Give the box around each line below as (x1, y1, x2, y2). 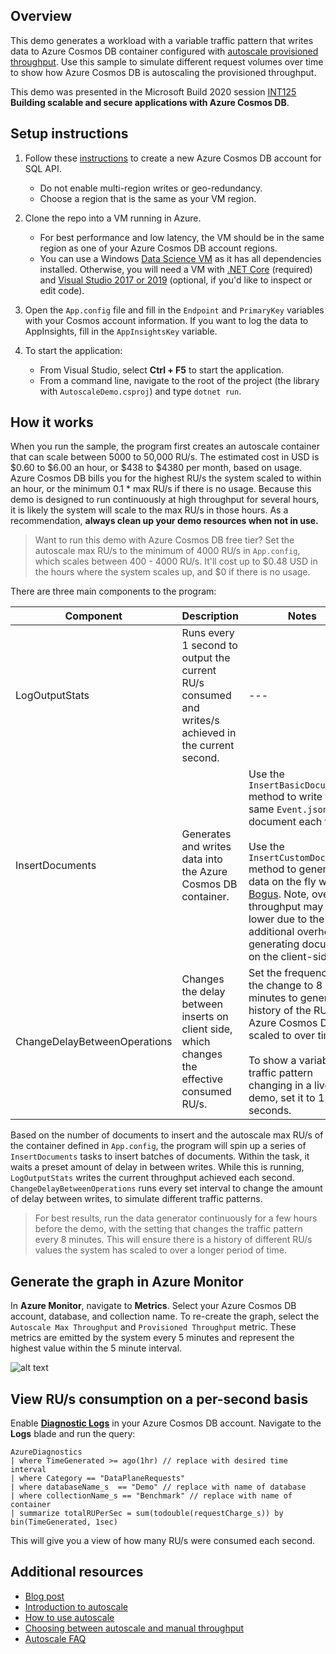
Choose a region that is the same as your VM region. (39, 192, 257, 204)
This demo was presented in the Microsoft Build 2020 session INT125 (10, 85, 297, 98)
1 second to (181, 639, 238, 653)
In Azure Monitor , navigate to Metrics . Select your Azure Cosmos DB (10, 1300, 297, 1312)
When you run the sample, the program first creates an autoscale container (10, 440, 320, 453)
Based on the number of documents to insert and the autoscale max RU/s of (10, 1129, 324, 1141)
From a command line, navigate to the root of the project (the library (39, 374, 320, 386)
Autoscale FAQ (24, 1632, 87, 1644)
